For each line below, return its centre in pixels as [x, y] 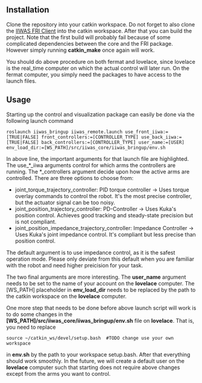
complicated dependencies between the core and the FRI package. [90, 43]
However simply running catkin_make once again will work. [80, 50]
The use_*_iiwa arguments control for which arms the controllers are [91, 165]
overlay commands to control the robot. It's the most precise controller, [103, 196]
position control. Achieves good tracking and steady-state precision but [104, 215]
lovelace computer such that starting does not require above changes [93, 367]
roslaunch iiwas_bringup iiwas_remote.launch [64, 132]
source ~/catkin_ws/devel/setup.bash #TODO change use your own [90, 338]
